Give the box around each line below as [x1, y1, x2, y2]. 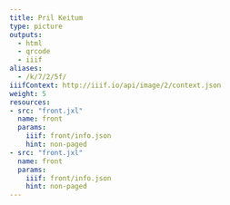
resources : [9, 97, 51, 107]
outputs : [9, 30, 43, 39]
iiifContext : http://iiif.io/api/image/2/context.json [9, 81, 222, 90]
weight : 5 [9, 89, 47, 98]
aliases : [9, 64, 43, 73]
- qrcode [17, 47, 51, 56]
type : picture [9, 22, 64, 31]
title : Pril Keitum [9, 13, 84, 23]
